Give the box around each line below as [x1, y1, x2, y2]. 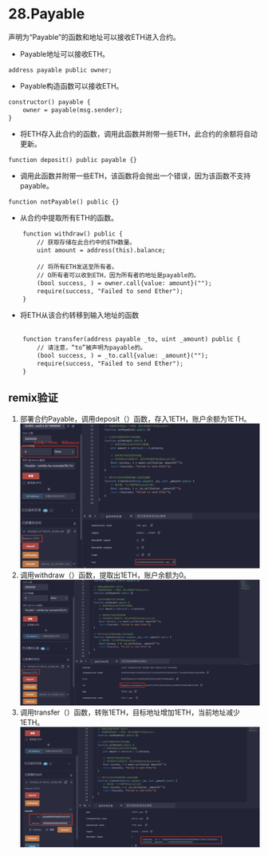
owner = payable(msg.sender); [22, 105, 124, 114]
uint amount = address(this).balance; [37, 246, 166, 254]
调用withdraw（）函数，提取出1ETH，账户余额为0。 [19, 570, 191, 580]
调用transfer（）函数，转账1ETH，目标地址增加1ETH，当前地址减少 [19, 707, 241, 717]
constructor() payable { [8, 97, 91, 106]
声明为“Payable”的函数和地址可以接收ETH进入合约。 [8, 32, 181, 42]
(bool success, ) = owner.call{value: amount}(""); [37, 279, 213, 287]
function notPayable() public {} [8, 197, 120, 206]
